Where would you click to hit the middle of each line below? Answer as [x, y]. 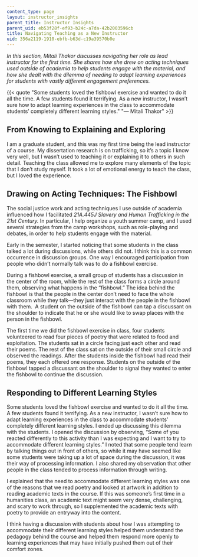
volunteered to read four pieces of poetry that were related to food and [93, 337]
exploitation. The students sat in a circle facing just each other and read [94, 343]
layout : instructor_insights [42, 17]
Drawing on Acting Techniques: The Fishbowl [92, 194]
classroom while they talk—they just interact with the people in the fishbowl [98, 300]
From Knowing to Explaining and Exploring [86, 130]
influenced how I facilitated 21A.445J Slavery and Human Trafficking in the [98, 214]
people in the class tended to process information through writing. [87, 470]
